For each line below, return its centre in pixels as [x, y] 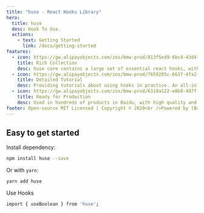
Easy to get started [43, 132]
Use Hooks [20, 193]
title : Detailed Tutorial [50, 80]
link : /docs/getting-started [59, 46]
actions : [23, 35]
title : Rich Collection [47, 63]
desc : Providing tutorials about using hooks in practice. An [97, 86]
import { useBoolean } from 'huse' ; [53, 204]
